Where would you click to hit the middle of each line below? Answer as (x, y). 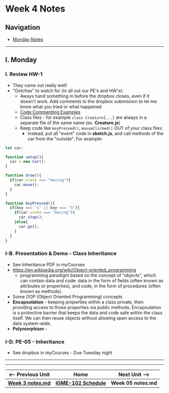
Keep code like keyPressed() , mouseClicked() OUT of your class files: (92, 128)
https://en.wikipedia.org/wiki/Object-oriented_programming (74, 270)
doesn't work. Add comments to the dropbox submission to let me (89, 101)
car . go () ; (29, 226)
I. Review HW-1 (24, 74)
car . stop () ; (31, 217)
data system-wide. (32, 323)
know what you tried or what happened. (61, 107)
